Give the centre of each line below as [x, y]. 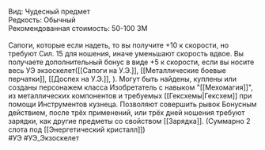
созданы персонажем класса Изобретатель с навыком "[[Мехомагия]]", [131, 87]
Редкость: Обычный [42, 20]
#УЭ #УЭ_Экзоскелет [44, 138]
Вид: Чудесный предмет [49, 12]
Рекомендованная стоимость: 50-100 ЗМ [78, 28]
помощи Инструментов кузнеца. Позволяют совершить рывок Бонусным [132, 104]
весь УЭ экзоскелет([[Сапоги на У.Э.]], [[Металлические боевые [117, 70]
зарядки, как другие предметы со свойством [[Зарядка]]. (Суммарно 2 [129, 121]
